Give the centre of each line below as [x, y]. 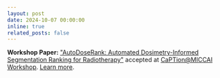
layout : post [26, 13]
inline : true [26, 26]
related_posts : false [38, 33]
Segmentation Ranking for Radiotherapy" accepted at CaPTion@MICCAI [110, 60]
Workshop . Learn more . [41, 67]
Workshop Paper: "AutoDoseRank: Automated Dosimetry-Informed [103, 52]
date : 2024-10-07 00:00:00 [46, 20]
